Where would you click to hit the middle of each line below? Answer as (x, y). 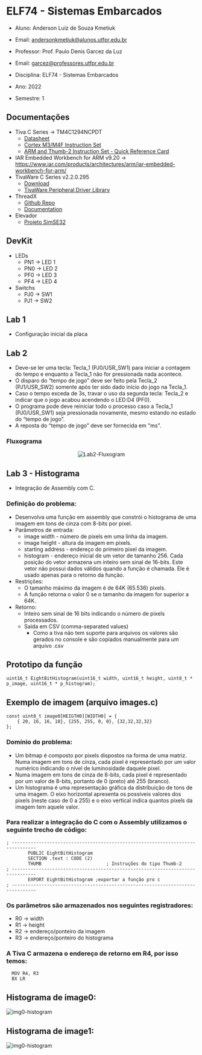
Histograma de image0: (51, 997)
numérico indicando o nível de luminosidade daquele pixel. (88, 768)
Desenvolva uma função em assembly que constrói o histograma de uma (106, 517)
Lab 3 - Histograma (43, 473)
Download (36, 183)
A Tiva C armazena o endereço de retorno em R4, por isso (92, 953)
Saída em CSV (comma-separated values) (76, 626)
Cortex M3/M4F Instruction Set (62, 145)
